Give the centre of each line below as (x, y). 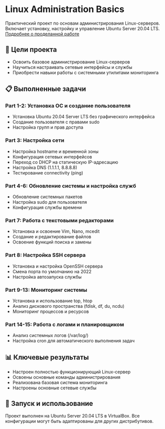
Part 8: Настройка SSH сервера (46, 255)
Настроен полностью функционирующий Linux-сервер (71, 372)
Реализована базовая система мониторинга (60, 383)
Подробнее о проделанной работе (42, 34)
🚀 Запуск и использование (49, 404)
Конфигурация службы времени (47, 208)
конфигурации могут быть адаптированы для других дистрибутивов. (79, 421)
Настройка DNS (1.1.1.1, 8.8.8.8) (45, 167)
